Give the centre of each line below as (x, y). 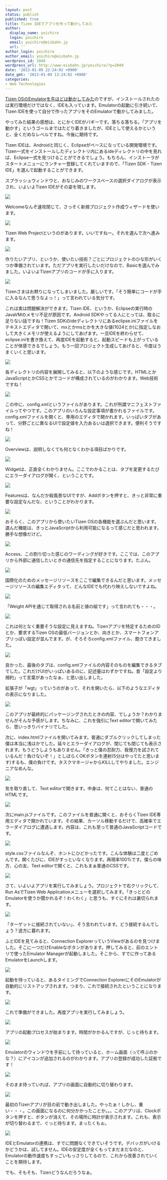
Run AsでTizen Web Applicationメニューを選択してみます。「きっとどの (78, 892)
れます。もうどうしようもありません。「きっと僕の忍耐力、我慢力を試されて (82, 750)
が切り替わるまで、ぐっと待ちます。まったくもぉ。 (57, 1123)
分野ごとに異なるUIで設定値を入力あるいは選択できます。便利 (81, 423)
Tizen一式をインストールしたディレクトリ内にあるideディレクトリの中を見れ (83, 151)
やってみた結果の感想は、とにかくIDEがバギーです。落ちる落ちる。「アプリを (83, 122)
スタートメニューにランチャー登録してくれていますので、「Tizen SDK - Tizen (83, 164)
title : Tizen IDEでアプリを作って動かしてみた (49, 24)
